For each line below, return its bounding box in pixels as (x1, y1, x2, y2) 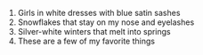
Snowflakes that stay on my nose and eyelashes (17, 17, 195, 27)
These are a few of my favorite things (17, 35, 156, 46)
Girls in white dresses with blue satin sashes (17, 8, 181, 18)
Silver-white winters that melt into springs (17, 27, 171, 36)
